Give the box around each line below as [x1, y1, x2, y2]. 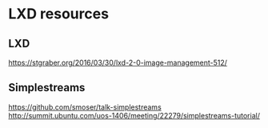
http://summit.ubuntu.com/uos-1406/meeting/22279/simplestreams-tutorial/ [8, 110, 260, 120]
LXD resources [8, 5, 110, 23]
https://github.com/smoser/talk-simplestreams [8, 102, 162, 112]
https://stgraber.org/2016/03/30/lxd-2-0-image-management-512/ [8, 58, 228, 67]
